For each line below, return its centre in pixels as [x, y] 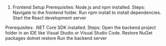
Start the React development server [49, 18]
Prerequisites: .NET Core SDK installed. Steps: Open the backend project [80, 27]
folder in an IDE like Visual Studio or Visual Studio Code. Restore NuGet [79, 33]
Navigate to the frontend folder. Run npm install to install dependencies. [87, 12]
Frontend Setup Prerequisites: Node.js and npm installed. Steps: [79, 7]
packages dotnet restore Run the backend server [56, 38]
